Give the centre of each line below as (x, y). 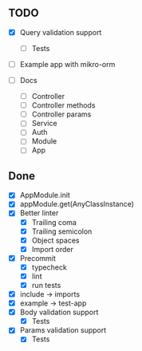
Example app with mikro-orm (67, 64)
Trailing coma (54, 222)
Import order (53, 249)
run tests (46, 285)
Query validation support (61, 32)
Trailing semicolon (62, 231)
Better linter (39, 213)
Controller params (61, 114)
